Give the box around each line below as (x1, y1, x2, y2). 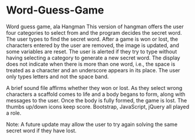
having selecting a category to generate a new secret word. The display (6, 54, 181, 61)
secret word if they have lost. (6, 127, 77, 134)
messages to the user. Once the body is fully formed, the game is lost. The (6, 96, 187, 104)
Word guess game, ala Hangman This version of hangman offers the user (6, 23, 184, 30)
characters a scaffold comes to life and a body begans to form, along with (6, 91, 186, 98)
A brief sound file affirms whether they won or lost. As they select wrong (6, 84, 183, 91)
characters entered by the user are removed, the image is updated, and (6, 42, 180, 49)
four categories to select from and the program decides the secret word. (6, 29, 182, 36)
